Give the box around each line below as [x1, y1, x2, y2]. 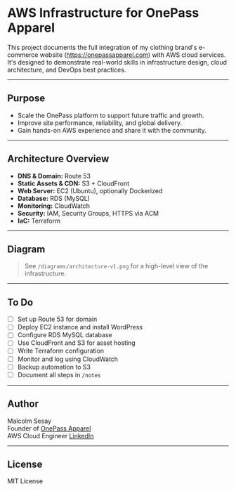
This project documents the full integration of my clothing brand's [7, 43, 197, 51]
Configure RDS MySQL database [17, 331, 112, 339]
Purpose [7, 93, 46, 105]
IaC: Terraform [17, 216, 61, 225]
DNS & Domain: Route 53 [17, 171, 91, 180]
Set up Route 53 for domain [17, 315, 98, 324]
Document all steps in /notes [17, 370, 101, 379]
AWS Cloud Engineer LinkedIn [7, 431, 94, 440]
